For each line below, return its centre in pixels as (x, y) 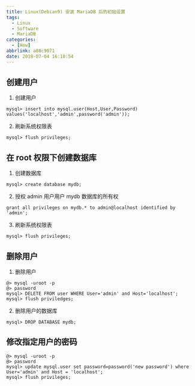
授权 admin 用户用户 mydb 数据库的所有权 (67, 196)
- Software (25, 29)
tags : (13, 17)
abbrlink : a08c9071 (31, 51)
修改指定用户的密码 (42, 342)
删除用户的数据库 (36, 311)
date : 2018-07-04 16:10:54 (40, 56)
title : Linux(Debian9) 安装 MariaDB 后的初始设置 (66, 12)
